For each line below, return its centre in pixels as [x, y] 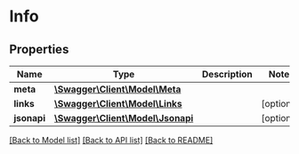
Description [227, 74]
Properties [39, 49]
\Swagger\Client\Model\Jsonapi [124, 118]
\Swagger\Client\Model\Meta [117, 89]
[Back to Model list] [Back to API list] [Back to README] [111, 140]
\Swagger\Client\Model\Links [118, 104]
